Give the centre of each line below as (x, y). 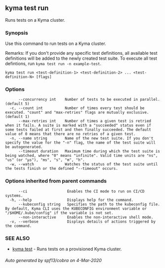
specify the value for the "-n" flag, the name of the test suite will (80, 143)
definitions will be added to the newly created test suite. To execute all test (81, 58)
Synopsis (17, 33)
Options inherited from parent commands (56, 181)
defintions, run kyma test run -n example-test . (53, 64)
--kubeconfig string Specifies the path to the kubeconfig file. (89, 204)
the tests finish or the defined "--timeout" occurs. (62, 169)
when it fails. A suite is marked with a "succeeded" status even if (78, 125)
